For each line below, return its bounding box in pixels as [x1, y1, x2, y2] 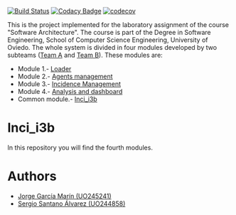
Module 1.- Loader [17, 65, 72, 73]
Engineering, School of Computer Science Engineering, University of [7, 36, 208, 44]
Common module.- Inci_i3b [17, 95, 97, 103]
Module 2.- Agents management [17, 72, 113, 80]
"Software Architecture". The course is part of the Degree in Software [7, 28, 211, 36]
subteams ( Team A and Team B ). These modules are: [7, 51, 163, 59]
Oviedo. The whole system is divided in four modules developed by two [7, 43, 218, 51]
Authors [7, 168, 57, 184]
